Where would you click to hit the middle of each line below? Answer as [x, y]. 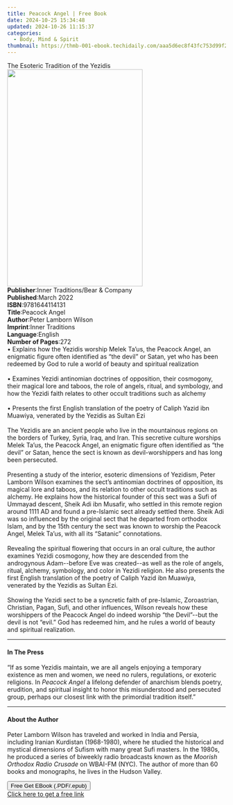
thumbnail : [23, 46]
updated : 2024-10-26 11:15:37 [51, 26]
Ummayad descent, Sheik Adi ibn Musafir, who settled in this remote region [115, 504]
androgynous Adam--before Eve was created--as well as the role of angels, [115, 563]
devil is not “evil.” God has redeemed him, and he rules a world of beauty [111, 622]
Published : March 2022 [41, 297]
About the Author [33, 719]
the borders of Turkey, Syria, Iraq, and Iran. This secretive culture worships [114, 438]
